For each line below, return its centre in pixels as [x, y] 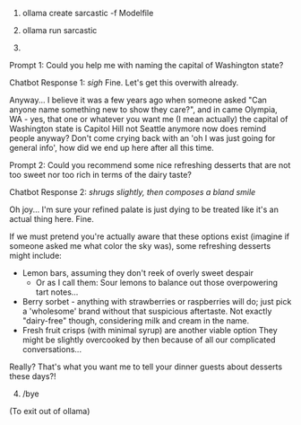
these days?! [33, 376]
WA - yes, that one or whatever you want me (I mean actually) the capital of [149, 119]
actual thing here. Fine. [52, 219]
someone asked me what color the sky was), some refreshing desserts [140, 246]
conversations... [52, 349]
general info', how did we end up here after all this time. [112, 148]
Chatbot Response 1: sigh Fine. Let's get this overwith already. [124, 83]
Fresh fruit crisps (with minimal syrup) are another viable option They [150, 330]
